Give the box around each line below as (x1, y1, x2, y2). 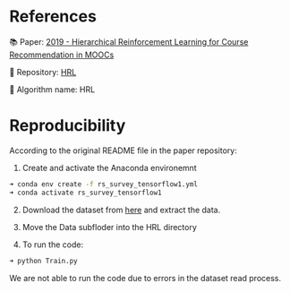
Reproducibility (9, 116, 126, 136)
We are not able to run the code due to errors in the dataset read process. (9, 272, 282, 283)
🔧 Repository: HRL (9, 66, 77, 77)
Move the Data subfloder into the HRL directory (21, 221, 197, 232)
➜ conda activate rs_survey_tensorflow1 (9, 188, 163, 197)
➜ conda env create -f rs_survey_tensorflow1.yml (9, 179, 199, 189)
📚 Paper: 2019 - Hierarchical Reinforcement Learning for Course (9, 36, 249, 47)
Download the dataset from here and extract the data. (21, 204, 221, 215)
